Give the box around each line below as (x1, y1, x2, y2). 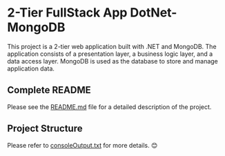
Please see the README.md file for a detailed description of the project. (7, 102, 212, 111)
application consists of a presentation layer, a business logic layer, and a (7, 50, 213, 58)
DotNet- (130, 5, 177, 21)
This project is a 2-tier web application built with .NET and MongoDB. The (7, 42, 217, 50)
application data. (7, 64, 55, 72)
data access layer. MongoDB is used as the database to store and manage (7, 57, 219, 65)
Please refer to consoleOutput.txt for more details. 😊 (7, 141, 158, 149)
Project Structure (7, 123, 83, 135)
